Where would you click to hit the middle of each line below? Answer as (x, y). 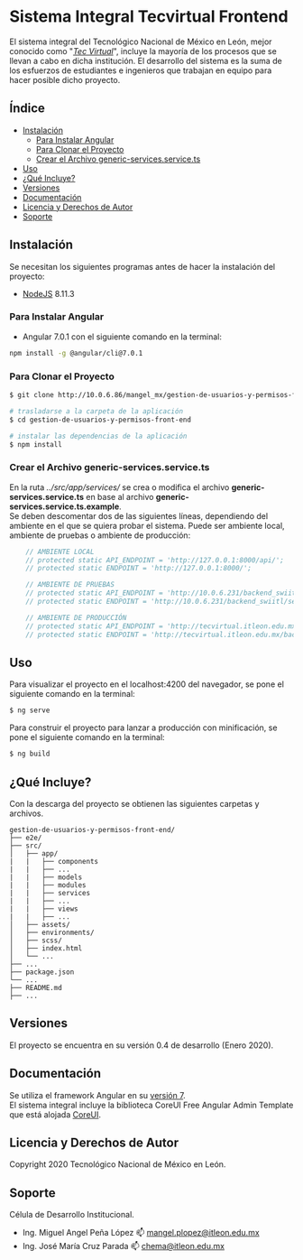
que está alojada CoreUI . (55, 1114)
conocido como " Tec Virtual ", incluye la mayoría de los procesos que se (143, 51)
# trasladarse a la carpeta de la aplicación (96, 411)
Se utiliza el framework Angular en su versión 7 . (98, 1095)
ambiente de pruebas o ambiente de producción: (100, 535)
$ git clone (32, 395)
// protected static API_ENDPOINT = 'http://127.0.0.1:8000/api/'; (155, 560)
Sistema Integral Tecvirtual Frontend (149, 17)
